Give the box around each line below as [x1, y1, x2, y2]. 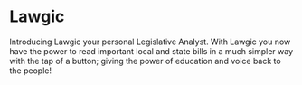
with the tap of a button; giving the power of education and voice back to [9, 55, 282, 66]
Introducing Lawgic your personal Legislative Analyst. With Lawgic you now [9, 36, 291, 47]
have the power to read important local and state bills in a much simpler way [9, 45, 294, 56]
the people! [9, 65, 52, 76]
